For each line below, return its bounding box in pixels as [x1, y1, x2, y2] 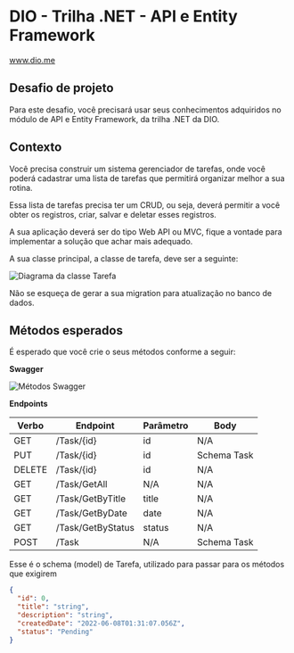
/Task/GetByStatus [55, 522, 135, 534]
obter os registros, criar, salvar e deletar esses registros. [9, 209, 216, 219]
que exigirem [9, 568, 58, 579]
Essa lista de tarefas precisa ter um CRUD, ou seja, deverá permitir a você [9, 199, 281, 211]
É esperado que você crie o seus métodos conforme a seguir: [9, 346, 236, 358]
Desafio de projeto [9, 80, 114, 95]
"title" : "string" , [17, 602, 90, 612]
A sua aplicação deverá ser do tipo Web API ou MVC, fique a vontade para [9, 226, 282, 237]
